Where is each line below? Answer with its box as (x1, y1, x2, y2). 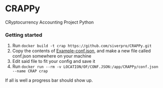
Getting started (5, 31, 43, 38)
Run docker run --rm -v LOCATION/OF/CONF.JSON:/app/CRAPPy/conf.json (12, 63, 159, 69)
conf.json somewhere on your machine (12, 53, 92, 59)
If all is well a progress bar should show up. (5, 77, 93, 84)
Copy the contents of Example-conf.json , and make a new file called (12, 48, 151, 54)
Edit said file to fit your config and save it (12, 59, 96, 64)
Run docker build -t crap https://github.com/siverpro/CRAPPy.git (12, 43, 152, 49)
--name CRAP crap (12, 69, 48, 74)
